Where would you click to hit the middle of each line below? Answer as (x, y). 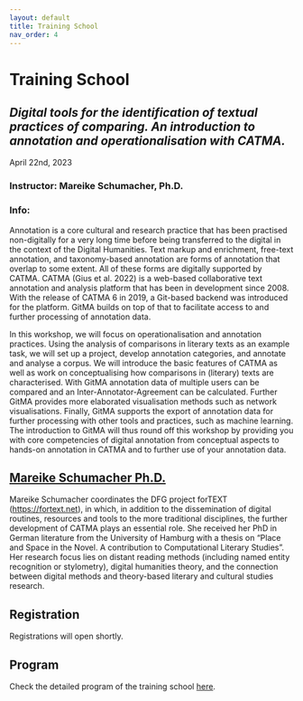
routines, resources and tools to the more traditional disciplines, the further (148, 519)
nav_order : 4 (34, 34)
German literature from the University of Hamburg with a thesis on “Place (145, 538)
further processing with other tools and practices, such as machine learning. (151, 421)
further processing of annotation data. (80, 317)
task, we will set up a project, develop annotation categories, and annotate (148, 353)
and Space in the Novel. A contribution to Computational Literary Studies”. (147, 547)
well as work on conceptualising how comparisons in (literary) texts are (142, 373)
